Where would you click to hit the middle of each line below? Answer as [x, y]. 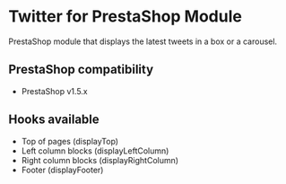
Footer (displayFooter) [62, 170]
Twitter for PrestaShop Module [126, 17]
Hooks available [54, 120]
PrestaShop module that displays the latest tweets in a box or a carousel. [143, 41]
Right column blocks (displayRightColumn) [100, 160]
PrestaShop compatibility [81, 70]
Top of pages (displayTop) [69, 141]
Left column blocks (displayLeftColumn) [95, 151]
